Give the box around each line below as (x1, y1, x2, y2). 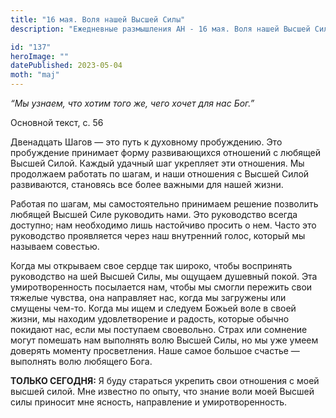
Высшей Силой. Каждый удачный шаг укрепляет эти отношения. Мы (10, 157, 305, 169)
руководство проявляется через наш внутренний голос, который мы (10, 230, 306, 241)
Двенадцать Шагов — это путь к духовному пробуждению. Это (10, 136, 283, 148)
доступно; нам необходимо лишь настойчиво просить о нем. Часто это (10, 219, 317, 231)
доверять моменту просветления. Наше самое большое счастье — (10, 345, 300, 356)
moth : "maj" (10, 70, 60, 80)
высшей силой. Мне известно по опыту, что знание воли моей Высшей (10, 386, 315, 397)
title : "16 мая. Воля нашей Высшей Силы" (10, 14, 186, 25)
